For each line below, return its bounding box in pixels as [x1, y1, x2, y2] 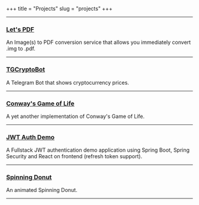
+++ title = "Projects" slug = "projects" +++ [6, 5, 113, 12]
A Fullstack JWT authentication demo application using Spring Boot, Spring [6, 146, 190, 153]
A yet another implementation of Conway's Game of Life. [6, 113, 145, 120]
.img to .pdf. [6, 45, 36, 52]
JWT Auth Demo [6, 133, 55, 141]
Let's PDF [6, 25, 34, 33]
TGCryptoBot [6, 65, 46, 73]
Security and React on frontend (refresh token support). [6, 153, 143, 160]
